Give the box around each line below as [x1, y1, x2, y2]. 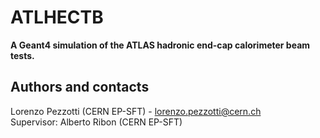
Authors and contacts [10, 79, 150, 96]
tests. [10, 49, 35, 61]
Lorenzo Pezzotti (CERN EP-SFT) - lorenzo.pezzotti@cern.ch [10, 105, 262, 117]
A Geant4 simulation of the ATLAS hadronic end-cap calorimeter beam [10, 39, 311, 51]
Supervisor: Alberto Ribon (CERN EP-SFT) [10, 116, 183, 128]
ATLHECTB [10, 6, 104, 29]
